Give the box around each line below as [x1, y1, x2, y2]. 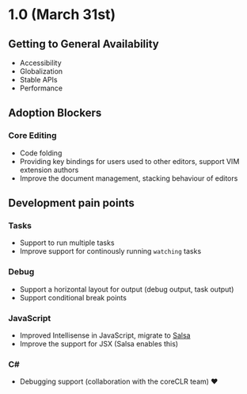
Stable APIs [19, 75, 58, 84]
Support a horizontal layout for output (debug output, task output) [19, 284, 234, 294]
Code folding [19, 148, 63, 158]
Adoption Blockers [8, 106, 102, 120]
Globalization [19, 67, 63, 76]
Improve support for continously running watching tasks [19, 247, 202, 256]
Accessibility [19, 58, 62, 67]
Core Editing [8, 130, 57, 141]
